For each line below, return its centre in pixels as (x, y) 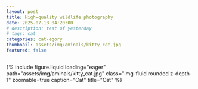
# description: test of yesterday (49, 28)
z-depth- (181, 73)
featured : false (26, 50)
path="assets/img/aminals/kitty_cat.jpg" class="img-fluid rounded (87, 73)
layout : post (22, 12)
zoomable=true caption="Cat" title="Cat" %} (67, 80)
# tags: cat (21, 34)
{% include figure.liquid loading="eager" (56, 67)
